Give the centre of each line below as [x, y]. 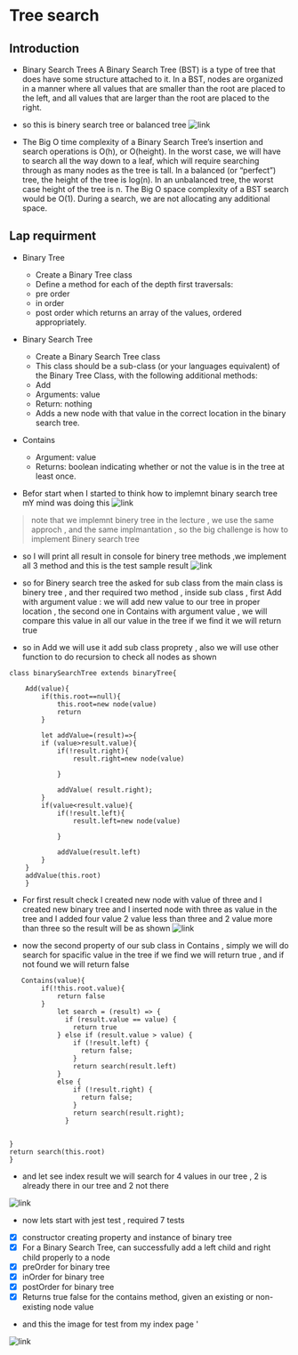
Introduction [44, 48]
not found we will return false [76, 964]
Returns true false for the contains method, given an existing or [138, 1297]
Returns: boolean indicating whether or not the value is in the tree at [160, 466]
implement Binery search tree [85, 538]
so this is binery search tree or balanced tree [104, 125]
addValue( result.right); [105, 790]
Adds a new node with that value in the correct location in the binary [161, 413]
